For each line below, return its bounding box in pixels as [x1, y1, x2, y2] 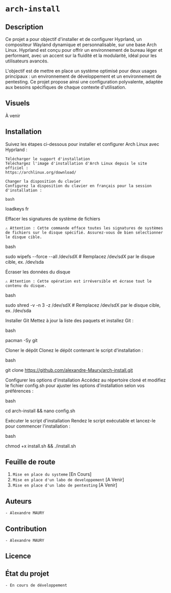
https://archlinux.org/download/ [5, 170, 77, 175]
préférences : [5, 388, 34, 394]
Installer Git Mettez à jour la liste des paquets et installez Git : [5, 317, 134, 324]
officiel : [5, 165, 29, 171]
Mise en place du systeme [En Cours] [12, 471, 92, 477]
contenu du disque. [5, 283, 47, 288]
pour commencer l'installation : [5, 423, 70, 429]
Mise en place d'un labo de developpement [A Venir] [12, 477, 124, 483]
